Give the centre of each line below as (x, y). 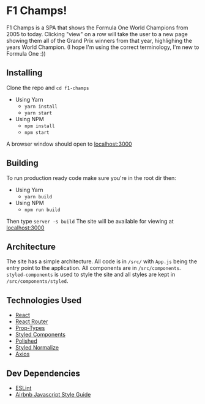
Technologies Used (44, 300)
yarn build (38, 196)
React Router (32, 321)
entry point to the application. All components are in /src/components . (94, 268)
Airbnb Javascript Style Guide (53, 395)
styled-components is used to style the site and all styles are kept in (91, 275)
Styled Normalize (37, 348)
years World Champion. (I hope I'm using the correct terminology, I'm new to (103, 47)
